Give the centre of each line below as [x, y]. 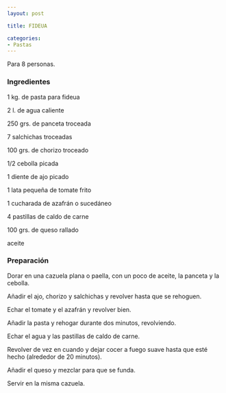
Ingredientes [29, 82]
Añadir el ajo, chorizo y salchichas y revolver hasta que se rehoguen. [104, 296]
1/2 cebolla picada [33, 163]
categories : [24, 38]
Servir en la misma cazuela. [46, 383]
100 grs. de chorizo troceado [48, 150]
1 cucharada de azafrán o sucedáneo [59, 203]
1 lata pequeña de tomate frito [49, 190]
